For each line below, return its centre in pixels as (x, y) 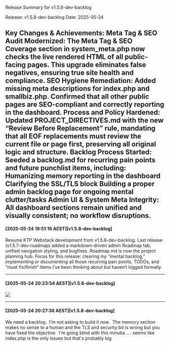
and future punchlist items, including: (66, 168)
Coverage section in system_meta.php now (75, 49)
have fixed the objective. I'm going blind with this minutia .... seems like (80, 333)
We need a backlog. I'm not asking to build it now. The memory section (80, 322)
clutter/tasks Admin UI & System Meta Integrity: (82, 200)
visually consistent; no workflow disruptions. (78, 216)
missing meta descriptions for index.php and (78, 89)
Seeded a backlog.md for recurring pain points (80, 160)
